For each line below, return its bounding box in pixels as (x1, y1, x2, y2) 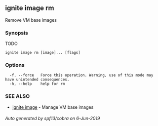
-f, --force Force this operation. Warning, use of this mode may (9, 73, 154, 78)
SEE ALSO (5, 93, 30, 100)
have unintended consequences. (5, 77, 70, 82)
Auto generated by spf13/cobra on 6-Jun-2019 (5, 116, 100, 122)
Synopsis (5, 29, 28, 36)
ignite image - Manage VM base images (12, 104, 94, 110)
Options (5, 62, 25, 69)
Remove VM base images (5, 17, 57, 23)
